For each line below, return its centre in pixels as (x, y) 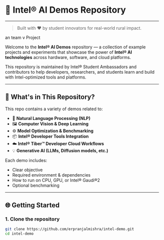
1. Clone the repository (32, 219)
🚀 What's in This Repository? (50, 97)
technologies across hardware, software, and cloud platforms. (68, 57)
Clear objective (27, 170)
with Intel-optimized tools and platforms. (46, 77)
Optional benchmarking (36, 185)
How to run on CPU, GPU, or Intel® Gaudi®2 (56, 180)
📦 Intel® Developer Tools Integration (50, 136)
